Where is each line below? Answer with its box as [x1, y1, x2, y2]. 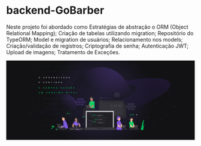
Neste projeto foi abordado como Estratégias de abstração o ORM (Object [6, 23, 188, 30]
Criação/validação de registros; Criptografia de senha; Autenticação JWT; [6, 42, 189, 49]
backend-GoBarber [6, 4, 105, 17]
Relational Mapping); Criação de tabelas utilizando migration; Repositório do [6, 29, 194, 36]
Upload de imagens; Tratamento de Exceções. [6, 48, 120, 55]
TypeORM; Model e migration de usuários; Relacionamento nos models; [6, 36, 183, 43]
